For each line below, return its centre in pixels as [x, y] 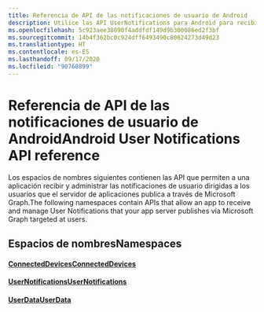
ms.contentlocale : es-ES [49, 52]
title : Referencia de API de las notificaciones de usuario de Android [128, 15]
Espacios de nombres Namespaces [95, 244]
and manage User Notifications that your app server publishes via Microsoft [131, 211]
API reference [54, 155]
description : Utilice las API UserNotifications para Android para [121, 23]
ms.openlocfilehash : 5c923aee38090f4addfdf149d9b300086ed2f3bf [114, 30]
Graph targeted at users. [48, 219]
